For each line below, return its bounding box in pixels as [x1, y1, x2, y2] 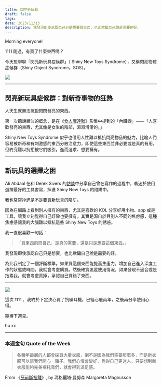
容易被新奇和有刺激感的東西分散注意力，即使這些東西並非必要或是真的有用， [5, 140, 157, 146]
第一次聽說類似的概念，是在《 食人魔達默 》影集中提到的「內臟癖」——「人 [5, 118, 153, 124]
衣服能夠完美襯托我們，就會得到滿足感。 [16, 364, 97, 370]
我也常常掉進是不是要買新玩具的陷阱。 [5, 197, 81, 203]
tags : [5, 16, 16, 21]
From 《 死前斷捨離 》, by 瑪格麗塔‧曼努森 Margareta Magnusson [5, 374, 132, 381]
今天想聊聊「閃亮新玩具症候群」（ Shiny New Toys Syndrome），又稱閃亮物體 [5, 59, 157, 64]
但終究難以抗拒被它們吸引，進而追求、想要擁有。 [5, 146, 102, 152]
